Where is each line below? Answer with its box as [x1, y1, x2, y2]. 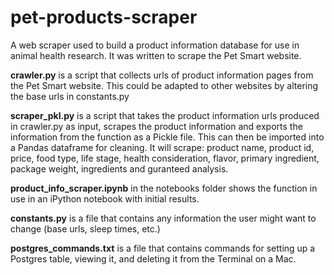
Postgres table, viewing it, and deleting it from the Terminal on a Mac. [10, 252, 297, 265]
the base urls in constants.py [10, 90, 130, 102]
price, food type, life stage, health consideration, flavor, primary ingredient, [10, 152, 320, 164]
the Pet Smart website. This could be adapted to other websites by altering [10, 79, 319, 91]
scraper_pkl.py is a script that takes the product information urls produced [10, 109, 320, 121]
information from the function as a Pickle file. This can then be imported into [10, 131, 325, 143]
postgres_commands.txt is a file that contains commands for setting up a [10, 242, 316, 254]
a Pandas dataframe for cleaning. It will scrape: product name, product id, [10, 141, 315, 153]
